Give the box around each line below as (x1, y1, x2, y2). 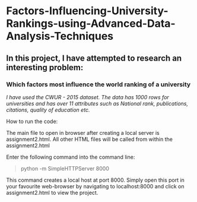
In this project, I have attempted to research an (6, 53, 182, 63)
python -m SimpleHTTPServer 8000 (20, 165, 110, 172)
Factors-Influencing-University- (6, 4, 169, 18)
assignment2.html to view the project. (6, 189, 99, 196)
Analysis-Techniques (6, 30, 114, 43)
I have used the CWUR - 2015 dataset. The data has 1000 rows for (6, 93, 169, 100)
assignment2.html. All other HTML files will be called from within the (6, 135, 173, 143)
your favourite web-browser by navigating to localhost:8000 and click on (6, 182, 185, 190)
